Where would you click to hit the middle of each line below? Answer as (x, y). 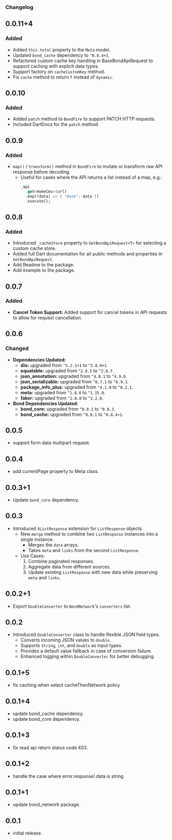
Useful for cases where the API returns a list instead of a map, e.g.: (91, 177)
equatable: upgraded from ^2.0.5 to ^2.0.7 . (67, 371)
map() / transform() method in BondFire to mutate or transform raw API (88, 166)
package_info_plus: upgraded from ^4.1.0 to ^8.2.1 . (77, 387)
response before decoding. (42, 172)
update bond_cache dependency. (48, 714)
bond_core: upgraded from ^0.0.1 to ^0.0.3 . (68, 409)
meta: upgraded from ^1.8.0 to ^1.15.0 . (63, 392)
